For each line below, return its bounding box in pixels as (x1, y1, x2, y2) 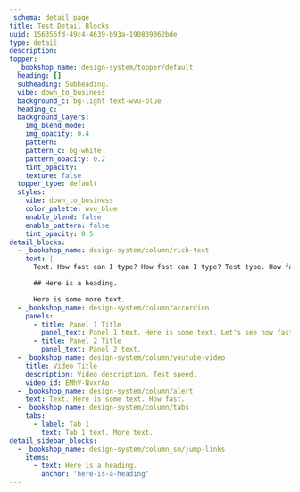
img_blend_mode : (25, 122, 87, 131)
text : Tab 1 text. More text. (41, 428, 154, 437)
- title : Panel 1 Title (32, 319, 122, 329)
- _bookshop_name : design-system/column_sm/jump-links (17, 445, 226, 454)
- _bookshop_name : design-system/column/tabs (17, 403, 190, 412)
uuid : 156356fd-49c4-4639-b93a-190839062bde (9, 30, 178, 38)
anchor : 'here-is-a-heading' (41, 470, 150, 479)
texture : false (25, 171, 82, 180)
